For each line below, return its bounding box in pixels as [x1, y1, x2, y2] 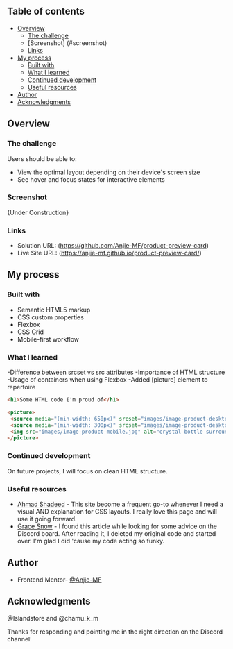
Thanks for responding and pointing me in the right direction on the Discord [7, 627, 223, 636]
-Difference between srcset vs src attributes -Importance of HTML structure [7, 368, 225, 377]
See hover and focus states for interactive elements [17, 175, 165, 183]
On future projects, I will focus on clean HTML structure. [7, 466, 168, 475]
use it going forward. [17, 514, 78, 523]
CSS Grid [17, 328, 44, 336]
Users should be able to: [7, 154, 78, 162]
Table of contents [7, 6, 85, 17]
